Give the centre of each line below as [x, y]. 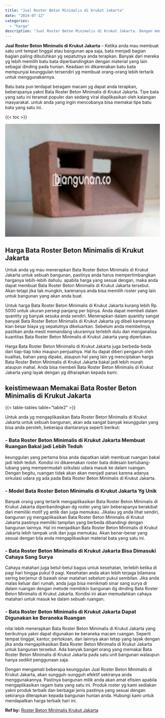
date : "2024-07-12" [25, 15]
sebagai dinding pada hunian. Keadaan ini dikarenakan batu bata [70, 67]
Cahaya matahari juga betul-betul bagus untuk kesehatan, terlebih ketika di [81, 568]
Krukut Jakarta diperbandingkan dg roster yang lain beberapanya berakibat [82, 507]
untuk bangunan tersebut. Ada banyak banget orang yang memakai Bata [79, 650]
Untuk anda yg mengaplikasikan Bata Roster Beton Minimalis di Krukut [76, 417]
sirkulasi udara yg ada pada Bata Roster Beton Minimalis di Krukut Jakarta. [81, 478]
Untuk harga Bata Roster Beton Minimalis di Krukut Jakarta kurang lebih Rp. [82, 305]
